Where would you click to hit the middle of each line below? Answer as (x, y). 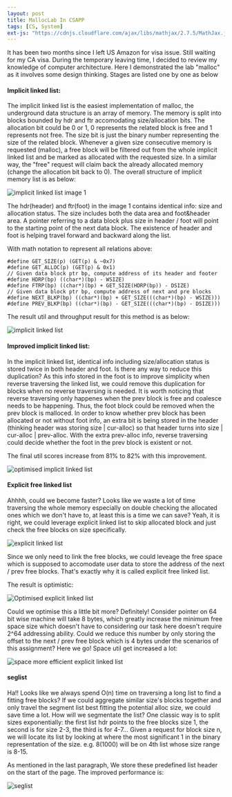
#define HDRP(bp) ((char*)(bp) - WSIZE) (66, 280)
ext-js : (18, 33)
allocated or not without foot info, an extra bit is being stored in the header (113, 420)
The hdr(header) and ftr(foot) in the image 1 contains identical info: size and (115, 206)
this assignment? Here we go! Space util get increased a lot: (93, 648)
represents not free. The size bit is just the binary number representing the (113, 135)
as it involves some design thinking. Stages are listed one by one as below (113, 75)
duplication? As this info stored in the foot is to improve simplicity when (109, 376)
